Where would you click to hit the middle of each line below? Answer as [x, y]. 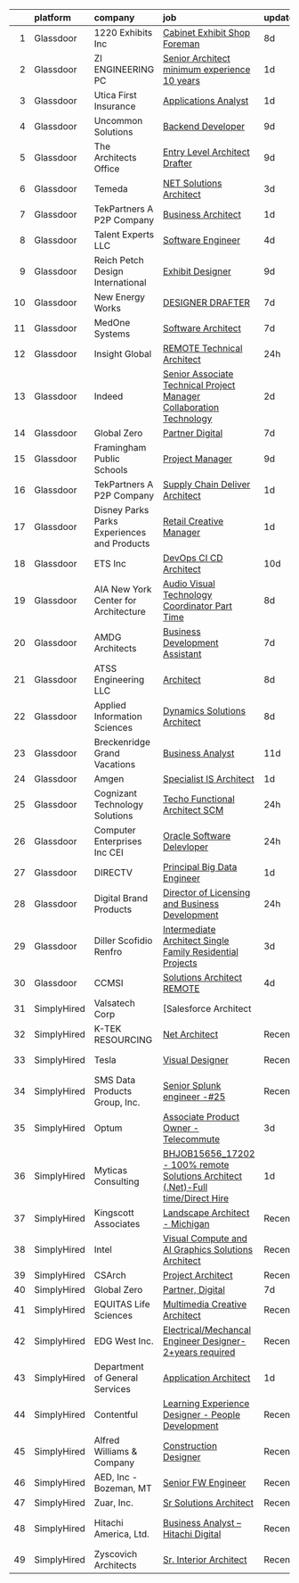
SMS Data [115, 1080]
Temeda [111, 189]
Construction [190, 1446]
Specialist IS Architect [209, 779]
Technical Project [199, 385]
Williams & [116, 1451]
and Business [191, 903]
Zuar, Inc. [113, 1503]
